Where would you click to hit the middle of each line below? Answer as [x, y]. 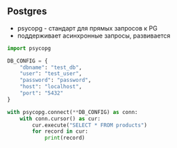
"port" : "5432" [42, 93]
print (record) [65, 138]
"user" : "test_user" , [51, 74]
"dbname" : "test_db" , [51, 67]
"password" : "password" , [56, 80]
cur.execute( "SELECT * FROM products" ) [90, 125]
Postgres [27, 11]
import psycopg [29, 48]
